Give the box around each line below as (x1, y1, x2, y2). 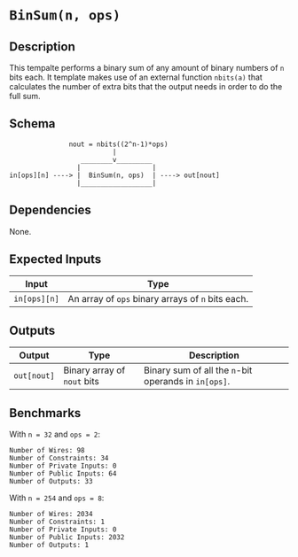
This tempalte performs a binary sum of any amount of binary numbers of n (9, 63, 285, 73)
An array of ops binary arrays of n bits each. (67, 293, 249, 306)
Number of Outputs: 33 (9, 477, 93, 486)
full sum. (9, 91, 42, 101)
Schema (9, 116, 56, 131)
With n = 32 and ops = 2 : (9, 429, 100, 440)
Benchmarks (9, 406, 82, 421)
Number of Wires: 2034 (9, 510, 93, 519)
